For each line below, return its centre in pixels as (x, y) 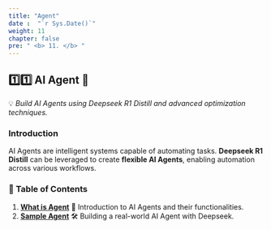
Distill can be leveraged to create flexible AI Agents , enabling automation (132, 159)
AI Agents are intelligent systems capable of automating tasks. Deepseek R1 (136, 151)
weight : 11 (27, 31)
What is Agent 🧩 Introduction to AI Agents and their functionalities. (132, 206)
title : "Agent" (34, 16)
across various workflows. (52, 168)
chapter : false (34, 38)
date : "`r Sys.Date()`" (52, 23)
